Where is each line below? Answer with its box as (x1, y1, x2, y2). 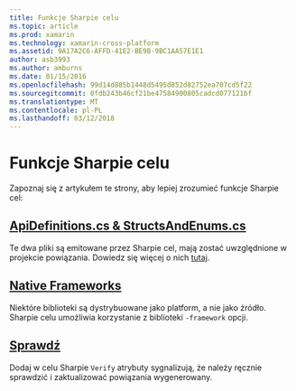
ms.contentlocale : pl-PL (9, 106, 103, 115)
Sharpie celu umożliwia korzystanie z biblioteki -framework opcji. (9, 312, 248, 322)
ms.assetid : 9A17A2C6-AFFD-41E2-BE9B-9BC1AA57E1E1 (9, 47, 204, 56)
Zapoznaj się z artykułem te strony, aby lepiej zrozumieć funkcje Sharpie (9, 182, 280, 194)
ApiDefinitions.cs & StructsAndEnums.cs (9, 219, 246, 234)
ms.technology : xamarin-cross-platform (9, 38, 160, 48)
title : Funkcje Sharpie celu (9, 13, 119, 23)
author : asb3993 (9, 55, 70, 64)
